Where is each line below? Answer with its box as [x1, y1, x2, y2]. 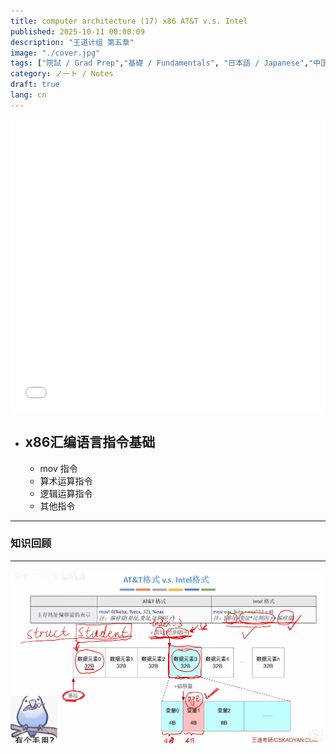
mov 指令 [39, 462, 78, 474]
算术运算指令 [39, 475, 93, 487]
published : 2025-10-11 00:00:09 [10, 26, 145, 37]
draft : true [10, 80, 60, 90]
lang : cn [10, 90, 47, 100]
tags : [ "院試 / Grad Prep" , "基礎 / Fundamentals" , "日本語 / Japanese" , [10, 58, 310, 69]
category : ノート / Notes [10, 69, 114, 79]
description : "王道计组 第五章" [10, 37, 135, 47]
